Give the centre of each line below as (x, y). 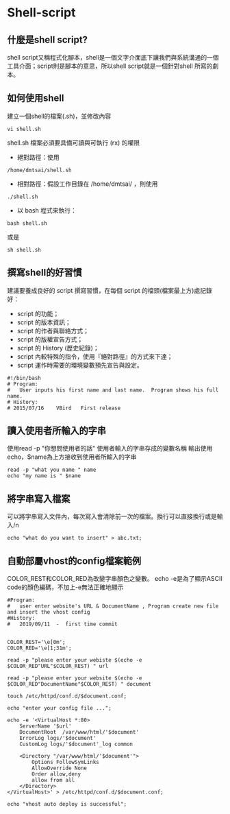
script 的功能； (38, 313)
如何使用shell (36, 98)
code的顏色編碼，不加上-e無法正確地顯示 (65, 587)
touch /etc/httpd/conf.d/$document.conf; (67, 696)
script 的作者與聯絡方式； (53, 331)
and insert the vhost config (49, 612)
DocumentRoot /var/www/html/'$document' (79, 732)
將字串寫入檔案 (39, 499)
